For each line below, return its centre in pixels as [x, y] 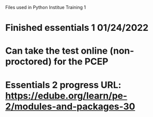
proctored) [29, 62]
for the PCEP [81, 62]
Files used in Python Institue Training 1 [46, 7]
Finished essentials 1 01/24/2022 [77, 28]
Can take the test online [57, 51]
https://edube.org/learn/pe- [66, 95]
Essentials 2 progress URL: [63, 85]
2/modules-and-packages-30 [70, 106]
